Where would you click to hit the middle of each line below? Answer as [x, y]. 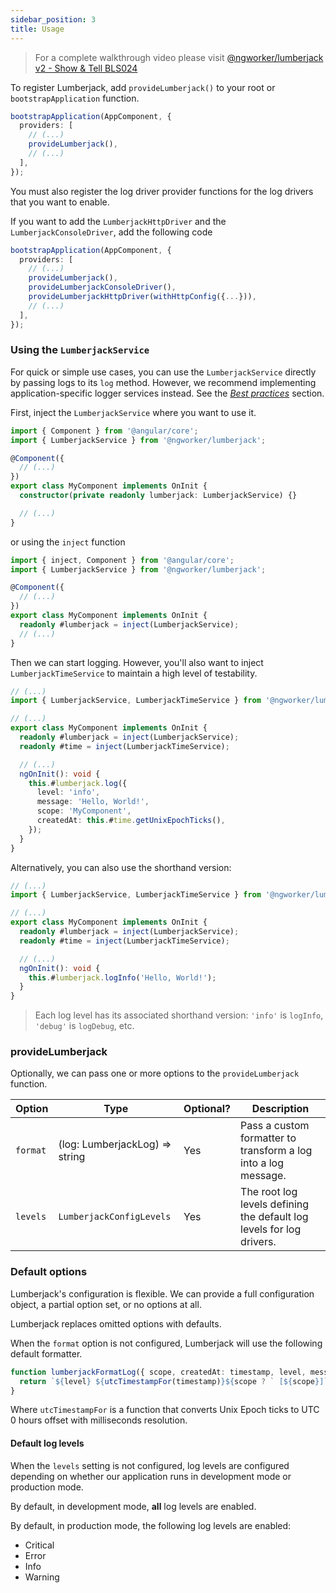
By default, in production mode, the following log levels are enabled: [151, 1525]
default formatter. [46, 1353]
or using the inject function [68, 542]
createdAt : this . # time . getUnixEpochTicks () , [131, 821]
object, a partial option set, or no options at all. [106, 1304]
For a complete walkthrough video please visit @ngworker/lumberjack [179, 57]
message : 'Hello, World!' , [93, 802]
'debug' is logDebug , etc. [84, 1026]
